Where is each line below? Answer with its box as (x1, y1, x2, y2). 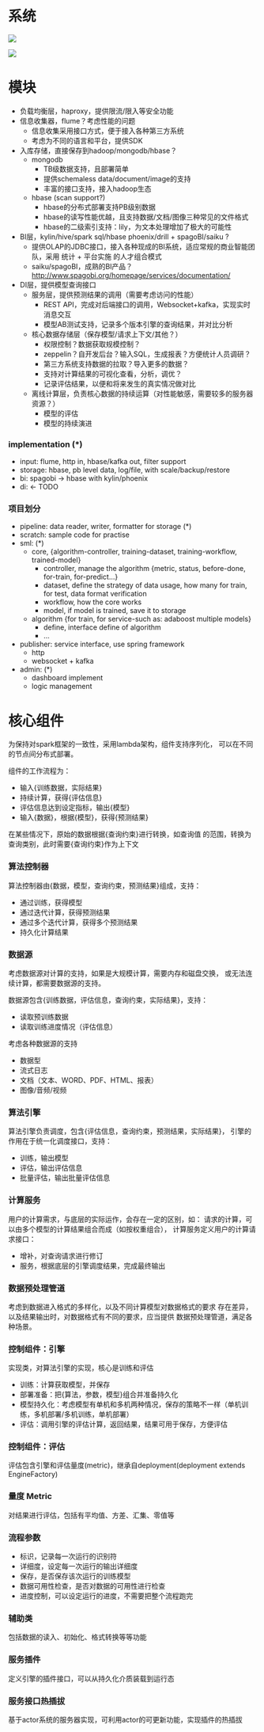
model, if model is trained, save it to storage (43, 606, 187, 615)
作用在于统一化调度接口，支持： (8, 1136, 112, 1146)
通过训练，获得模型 (19, 897, 83, 907)
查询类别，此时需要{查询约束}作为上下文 (8, 839, 139, 849)
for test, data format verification (43, 589, 148, 599)
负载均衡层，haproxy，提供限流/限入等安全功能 (19, 106, 174, 116)
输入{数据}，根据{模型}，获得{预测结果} (19, 813, 149, 822)
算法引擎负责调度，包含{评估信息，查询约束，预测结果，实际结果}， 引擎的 (8, 1126, 251, 1136)
